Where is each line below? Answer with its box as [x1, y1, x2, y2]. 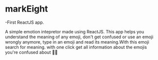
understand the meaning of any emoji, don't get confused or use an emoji [5, 34, 154, 40]
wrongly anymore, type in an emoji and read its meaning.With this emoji [5, 39, 149, 45]
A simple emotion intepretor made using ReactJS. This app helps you [5, 29, 144, 34]
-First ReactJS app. [5, 19, 44, 25]
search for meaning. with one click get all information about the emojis [5, 44, 147, 50]
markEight [5, 3, 48, 15]
